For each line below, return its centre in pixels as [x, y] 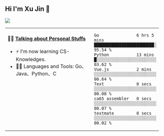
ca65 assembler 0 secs [123, 98]
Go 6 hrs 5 [124, 35]
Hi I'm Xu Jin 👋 [28, 9]
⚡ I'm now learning [37, 52]
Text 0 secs [123, 84]
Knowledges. [31, 59]
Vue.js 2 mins [123, 69]
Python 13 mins [124, 55]
